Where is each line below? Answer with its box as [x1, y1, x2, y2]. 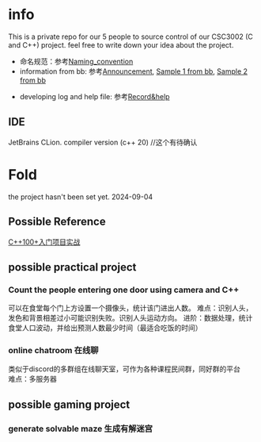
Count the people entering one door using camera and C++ [8, 284, 240, 295]
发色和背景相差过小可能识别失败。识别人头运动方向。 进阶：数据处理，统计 [8, 313, 253, 323]
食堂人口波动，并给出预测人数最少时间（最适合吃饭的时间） [8, 323, 202, 332]
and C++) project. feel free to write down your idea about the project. [8, 40, 234, 49]
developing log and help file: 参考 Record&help [19, 91, 170, 101]
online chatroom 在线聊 [8, 345, 99, 356]
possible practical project [8, 260, 137, 274]
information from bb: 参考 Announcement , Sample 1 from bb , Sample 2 [19, 66, 248, 76]
